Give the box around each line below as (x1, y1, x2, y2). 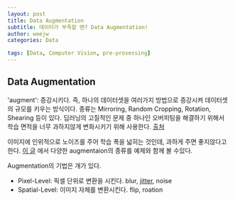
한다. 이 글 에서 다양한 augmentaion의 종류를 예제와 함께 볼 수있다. (7, 146, 193, 155)
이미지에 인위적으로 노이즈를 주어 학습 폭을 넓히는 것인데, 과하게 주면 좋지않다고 (7, 137, 227, 146)
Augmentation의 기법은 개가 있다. (7, 161, 102, 170)
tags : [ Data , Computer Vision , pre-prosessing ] (7, 50, 151, 57)
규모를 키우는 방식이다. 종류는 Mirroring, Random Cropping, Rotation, (14, 104, 212, 113)
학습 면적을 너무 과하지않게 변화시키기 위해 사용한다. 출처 (7, 122, 165, 131)
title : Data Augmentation (7, 17, 84, 24)
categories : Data (7, 37, 59, 44)
